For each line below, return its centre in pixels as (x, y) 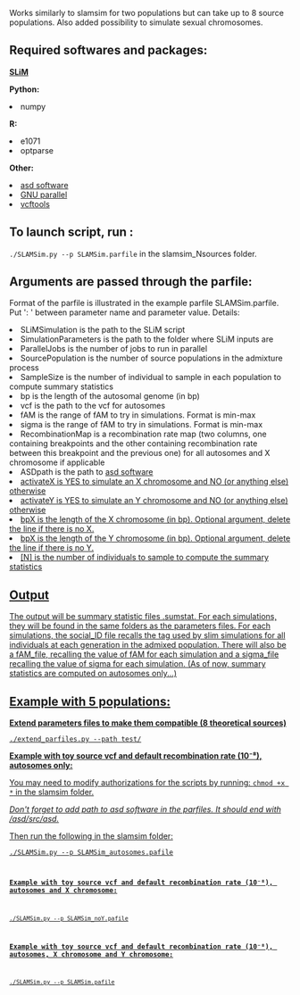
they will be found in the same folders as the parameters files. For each (140, 626)
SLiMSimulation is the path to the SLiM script (103, 330)
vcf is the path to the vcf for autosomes (93, 406)
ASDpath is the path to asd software (87, 472)
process (24, 368)
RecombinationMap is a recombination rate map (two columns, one (144, 434)
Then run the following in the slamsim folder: (92, 836)
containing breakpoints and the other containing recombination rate (133, 444)
